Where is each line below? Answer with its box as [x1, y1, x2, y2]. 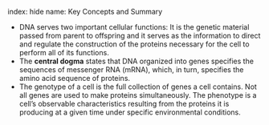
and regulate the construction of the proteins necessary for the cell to [18, 39, 250, 49]
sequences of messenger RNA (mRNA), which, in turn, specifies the [18, 65, 244, 75]
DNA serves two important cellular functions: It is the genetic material [18, 22, 250, 31]
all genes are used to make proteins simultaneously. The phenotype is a [18, 91, 257, 99]
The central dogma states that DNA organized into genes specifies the [18, 56, 255, 66]
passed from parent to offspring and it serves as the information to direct [18, 31, 261, 40]
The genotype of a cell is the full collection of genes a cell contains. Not [18, 82, 258, 91]
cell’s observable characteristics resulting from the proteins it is [18, 99, 230, 108]
